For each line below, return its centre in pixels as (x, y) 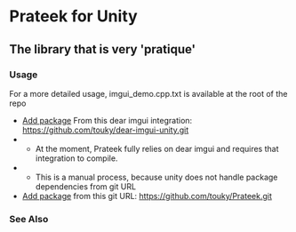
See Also (29, 219)
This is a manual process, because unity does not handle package (156, 177)
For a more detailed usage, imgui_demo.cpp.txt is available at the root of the (148, 93)
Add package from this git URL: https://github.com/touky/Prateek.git (147, 196)
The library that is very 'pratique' (103, 49)
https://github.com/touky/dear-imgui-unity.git (105, 130)
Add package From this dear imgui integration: (107, 120)
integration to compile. (76, 158)
